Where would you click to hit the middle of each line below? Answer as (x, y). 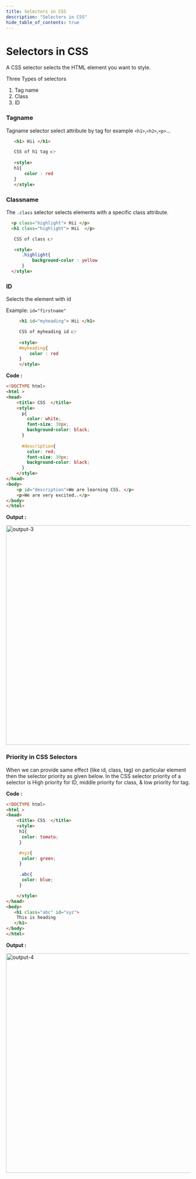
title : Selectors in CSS (36, 11)
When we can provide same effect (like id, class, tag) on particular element (96, 770)
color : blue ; (37, 880)
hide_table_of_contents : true (43, 22)
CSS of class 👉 (34, 239)
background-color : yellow (65, 261)
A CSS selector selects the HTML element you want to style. (78, 67)
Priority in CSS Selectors (42, 757)
